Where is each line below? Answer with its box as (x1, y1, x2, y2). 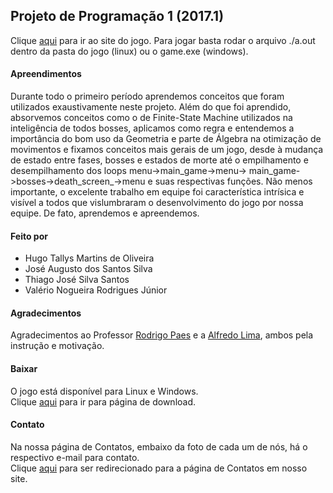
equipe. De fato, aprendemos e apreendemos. (10, 207, 200, 219)
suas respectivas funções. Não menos (154, 175, 313, 188)
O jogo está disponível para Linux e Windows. (10, 385, 199, 397)
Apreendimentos (10, 68, 82, 80)
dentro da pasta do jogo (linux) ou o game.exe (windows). (10, 45, 249, 57)
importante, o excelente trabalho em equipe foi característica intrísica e (10, 186, 305, 198)
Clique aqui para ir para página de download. (10, 395, 197, 408)
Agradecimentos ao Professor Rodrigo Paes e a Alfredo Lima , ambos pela (10, 329, 314, 341)
